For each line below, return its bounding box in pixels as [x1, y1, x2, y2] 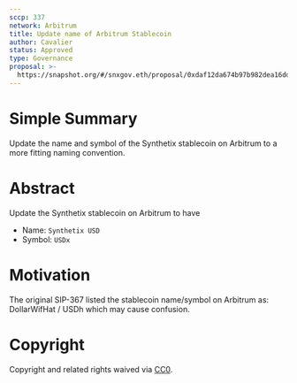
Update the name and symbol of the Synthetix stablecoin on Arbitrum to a [9, 138, 278, 149]
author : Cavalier [9, 37, 73, 47]
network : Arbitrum [9, 21, 77, 30]
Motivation [9, 264, 91, 285]
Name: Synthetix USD [21, 225, 100, 235]
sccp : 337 [9, 12, 46, 22]
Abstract [9, 178, 75, 198]
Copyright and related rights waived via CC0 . [9, 364, 173, 374]
